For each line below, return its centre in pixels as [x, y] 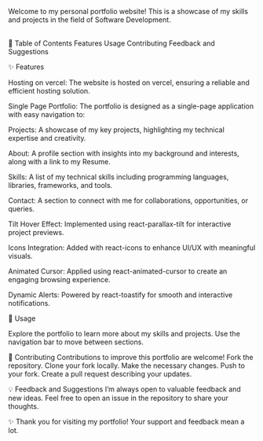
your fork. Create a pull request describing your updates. [100, 374]
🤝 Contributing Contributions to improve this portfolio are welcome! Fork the [131, 357]
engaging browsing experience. [60, 279]
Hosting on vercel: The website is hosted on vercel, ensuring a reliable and [129, 83]
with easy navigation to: [47, 114]
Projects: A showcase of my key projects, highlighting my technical [117, 130]
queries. [22, 209]
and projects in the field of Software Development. [89, 20]
